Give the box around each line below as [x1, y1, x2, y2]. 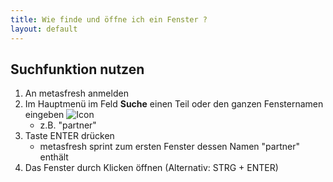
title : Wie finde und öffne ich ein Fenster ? [10, 14, 208, 25]
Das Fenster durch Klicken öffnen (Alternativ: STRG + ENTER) [24, 162, 279, 174]
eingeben [24, 109, 65, 121]
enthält [39, 151, 69, 163]
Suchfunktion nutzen [10, 61, 145, 78]
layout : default [10, 24, 78, 34]
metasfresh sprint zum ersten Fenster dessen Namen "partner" [39, 141, 300, 153]
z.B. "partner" [39, 119, 97, 131]
